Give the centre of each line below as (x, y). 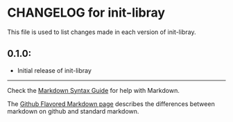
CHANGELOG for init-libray (86, 13)
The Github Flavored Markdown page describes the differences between (111, 104)
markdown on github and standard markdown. (73, 111)
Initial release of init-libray (54, 70)
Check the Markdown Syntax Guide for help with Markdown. (94, 90)
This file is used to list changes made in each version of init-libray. (102, 32)
